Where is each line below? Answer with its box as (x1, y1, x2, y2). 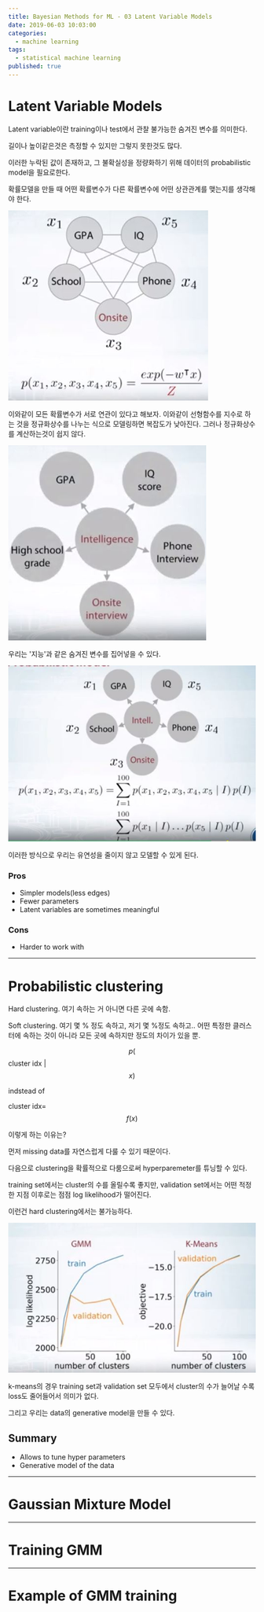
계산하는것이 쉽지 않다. (16, 429, 86, 438)
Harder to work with (19, 942, 85, 951)
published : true (8, 63, 61, 71)
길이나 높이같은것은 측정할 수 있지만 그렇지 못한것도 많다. (8, 141, 182, 150)
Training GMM (8, 1541, 103, 1559)
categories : (8, 29, 47, 37)
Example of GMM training (8, 1587, 178, 1605)
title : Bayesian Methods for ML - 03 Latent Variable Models (8, 13, 213, 20)
